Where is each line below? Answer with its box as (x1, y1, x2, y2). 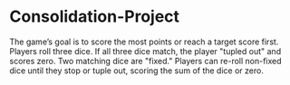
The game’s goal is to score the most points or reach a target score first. (9, 36, 279, 47)
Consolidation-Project (9, 6, 179, 27)
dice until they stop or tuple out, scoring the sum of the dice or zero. (9, 65, 265, 76)
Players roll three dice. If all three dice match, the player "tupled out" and (9, 45, 282, 56)
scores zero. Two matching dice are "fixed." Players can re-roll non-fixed (9, 55, 283, 66)
